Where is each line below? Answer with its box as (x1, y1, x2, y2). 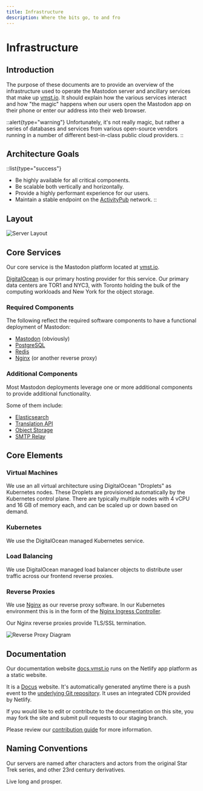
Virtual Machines (6, 468, 58, 477)
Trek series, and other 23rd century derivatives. (6, 766, 125, 773)
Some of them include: (6, 402, 63, 409)
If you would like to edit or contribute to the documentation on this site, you (6, 707, 194, 715)
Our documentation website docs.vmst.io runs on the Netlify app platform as (6, 665, 198, 672)
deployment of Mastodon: (6, 323, 71, 331)
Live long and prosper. (6, 778, 62, 785)
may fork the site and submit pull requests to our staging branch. (6, 714, 168, 721)
